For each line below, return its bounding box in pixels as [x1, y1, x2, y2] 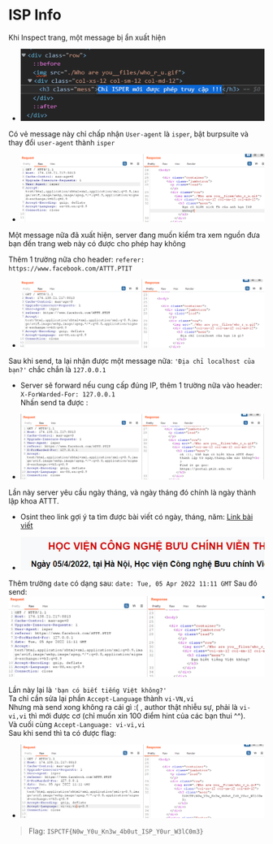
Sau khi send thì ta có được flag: [8, 728, 116, 738]
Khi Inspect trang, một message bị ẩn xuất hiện [8, 32, 167, 42]
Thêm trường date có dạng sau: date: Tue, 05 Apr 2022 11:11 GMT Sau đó [8, 578, 258, 588]
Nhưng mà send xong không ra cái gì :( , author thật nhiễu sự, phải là [8, 702, 238, 712]
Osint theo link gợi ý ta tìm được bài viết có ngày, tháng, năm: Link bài [19, 512, 253, 522]
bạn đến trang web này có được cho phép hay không [8, 239, 186, 249]
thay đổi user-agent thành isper [8, 137, 115, 147]
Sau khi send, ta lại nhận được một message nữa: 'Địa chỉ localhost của [8, 356, 255, 366]
